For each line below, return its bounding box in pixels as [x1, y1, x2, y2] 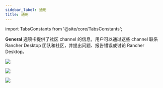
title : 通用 [5, 12, 29, 17]
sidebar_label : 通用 [5, 7, 47, 12]
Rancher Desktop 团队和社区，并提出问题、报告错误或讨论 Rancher [5, 42, 145, 48]
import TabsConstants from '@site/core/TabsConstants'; [5, 25, 123, 31]
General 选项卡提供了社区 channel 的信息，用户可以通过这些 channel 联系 [5, 36, 158, 42]
